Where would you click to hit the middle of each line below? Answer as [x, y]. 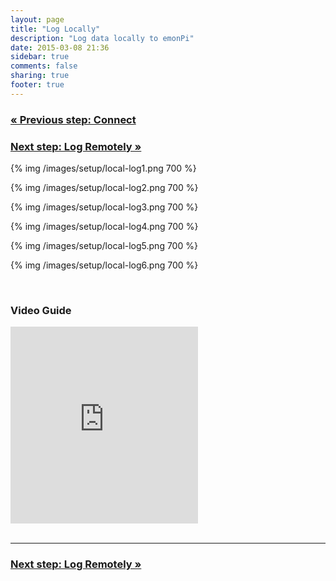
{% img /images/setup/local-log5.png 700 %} [104, 245]
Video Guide [41, 310]
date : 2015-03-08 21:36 [60, 47]
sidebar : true [40, 57]
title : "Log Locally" [55, 29]
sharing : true [40, 76]
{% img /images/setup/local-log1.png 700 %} [103, 168]
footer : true [37, 85]
